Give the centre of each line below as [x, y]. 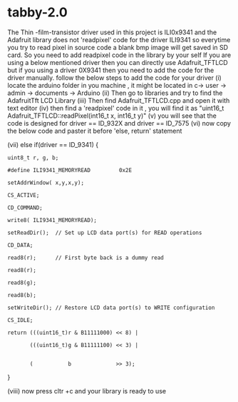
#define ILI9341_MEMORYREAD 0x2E [70, 170]
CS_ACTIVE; [24, 195]
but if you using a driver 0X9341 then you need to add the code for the [111, 70]
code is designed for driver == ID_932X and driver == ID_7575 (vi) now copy [119, 123]
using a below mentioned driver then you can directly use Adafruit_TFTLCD [118, 62]
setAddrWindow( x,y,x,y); [46, 183]
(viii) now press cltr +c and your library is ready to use [87, 391]
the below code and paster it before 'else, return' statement [95, 131]
